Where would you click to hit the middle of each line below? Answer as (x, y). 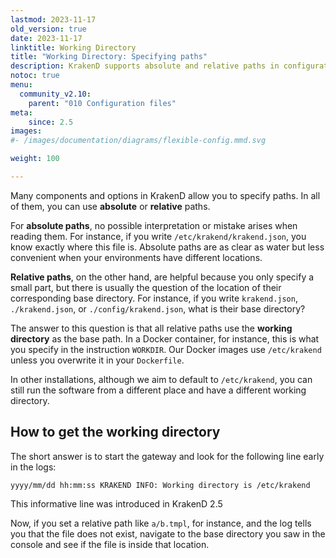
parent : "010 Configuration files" (102, 103)
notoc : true (35, 76)
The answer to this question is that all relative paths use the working (151, 328)
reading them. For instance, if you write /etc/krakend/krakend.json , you (158, 236)
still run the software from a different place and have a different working (158, 390)
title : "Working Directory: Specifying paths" (109, 57)
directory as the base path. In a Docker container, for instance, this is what (165, 338)
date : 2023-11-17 (46, 38)
